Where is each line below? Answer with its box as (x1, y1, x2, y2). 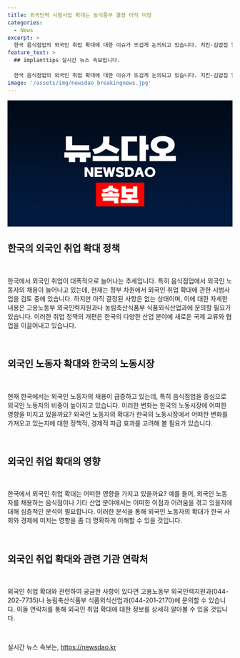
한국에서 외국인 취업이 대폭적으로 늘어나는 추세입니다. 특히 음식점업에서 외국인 (7, 276, 225, 285)
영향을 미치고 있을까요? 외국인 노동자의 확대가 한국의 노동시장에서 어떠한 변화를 (7, 410, 229, 418)
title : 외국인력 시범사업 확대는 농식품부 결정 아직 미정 (7, 11, 152, 19)
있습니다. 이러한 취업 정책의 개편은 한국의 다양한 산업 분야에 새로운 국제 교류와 (7, 312, 225, 320)
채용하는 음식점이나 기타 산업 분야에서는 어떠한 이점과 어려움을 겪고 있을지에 (20, 498, 233, 507)
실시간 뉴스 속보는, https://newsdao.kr (7, 643, 116, 652)
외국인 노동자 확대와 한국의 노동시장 (7, 358, 155, 370)
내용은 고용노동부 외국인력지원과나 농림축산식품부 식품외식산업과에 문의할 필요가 (7, 303, 231, 312)
